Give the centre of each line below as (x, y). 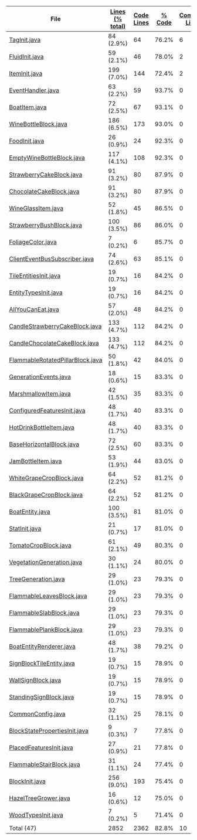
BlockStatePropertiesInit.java (49, 731)
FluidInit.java (26, 57)
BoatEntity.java (30, 511)
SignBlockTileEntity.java (42, 663)
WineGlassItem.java (36, 208)
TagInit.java (25, 40)
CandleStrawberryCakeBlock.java (55, 326)
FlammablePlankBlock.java (46, 630)
